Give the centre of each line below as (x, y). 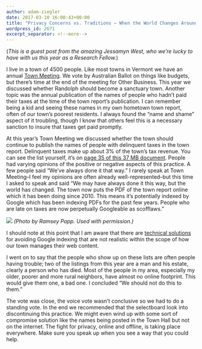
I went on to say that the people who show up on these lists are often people (101, 258)
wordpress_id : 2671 (31, 29)
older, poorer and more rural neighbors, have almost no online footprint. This (101, 277)
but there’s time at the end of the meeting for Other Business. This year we (99, 82)
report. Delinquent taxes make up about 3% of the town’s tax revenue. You (98, 152)
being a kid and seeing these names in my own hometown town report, (94, 108)
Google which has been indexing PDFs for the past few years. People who (98, 203)
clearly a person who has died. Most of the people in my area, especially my (101, 270)
